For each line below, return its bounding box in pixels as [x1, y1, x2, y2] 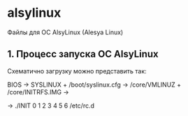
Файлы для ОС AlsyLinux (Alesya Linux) [7, 28, 124, 36]
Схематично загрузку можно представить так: [7, 66, 147, 75]
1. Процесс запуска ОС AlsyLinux [7, 48, 159, 60]
